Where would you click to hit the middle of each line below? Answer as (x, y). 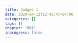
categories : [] (21, 19)
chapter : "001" (21, 28)
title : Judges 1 (22, 10)
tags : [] (14, 23)
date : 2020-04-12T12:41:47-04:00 (39, 14)
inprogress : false (24, 33)
